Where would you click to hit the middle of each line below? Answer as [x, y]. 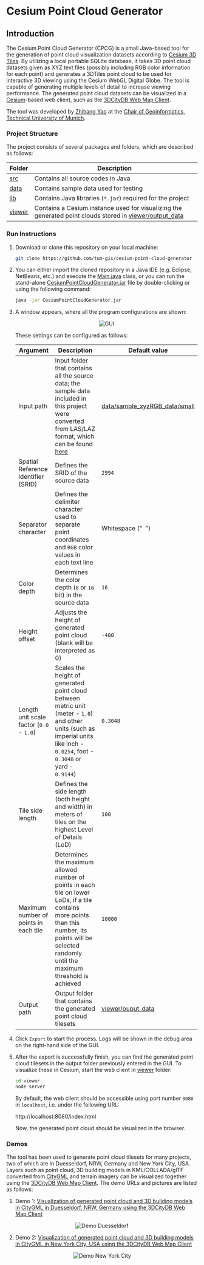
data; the [67, 384]
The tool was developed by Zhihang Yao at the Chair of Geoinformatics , [96, 111]
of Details [69, 837]
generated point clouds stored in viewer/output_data [109, 215]
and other [69, 721]
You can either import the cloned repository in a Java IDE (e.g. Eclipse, [104, 270]
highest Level [74, 830]
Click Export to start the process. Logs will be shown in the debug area [104, 1039]
